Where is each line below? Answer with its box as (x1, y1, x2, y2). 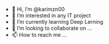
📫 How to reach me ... (11, 32, 67, 38)
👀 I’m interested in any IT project (11, 12, 91, 19)
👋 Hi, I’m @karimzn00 (11, 6, 65, 12)
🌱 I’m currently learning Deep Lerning (11, 18, 104, 25)
